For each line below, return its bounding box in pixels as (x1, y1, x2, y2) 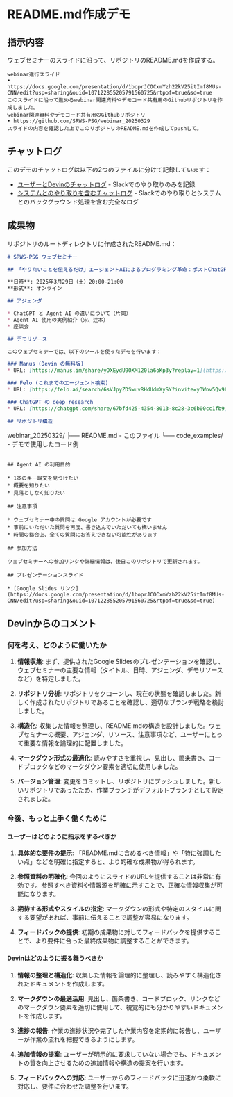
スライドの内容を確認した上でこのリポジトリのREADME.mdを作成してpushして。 (7, 125, 202, 132)
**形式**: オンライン (7, 285, 62, 292)
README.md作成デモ (7, 6, 131, 22)
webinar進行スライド (7, 71, 60, 78)
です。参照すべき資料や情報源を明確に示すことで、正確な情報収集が (23, 881, 217, 890)
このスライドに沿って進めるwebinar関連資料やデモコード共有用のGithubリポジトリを (7, 97, 218, 104)
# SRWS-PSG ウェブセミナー (7, 253, 78, 261)
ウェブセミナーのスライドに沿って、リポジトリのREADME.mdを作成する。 (7, 56, 219, 64)
